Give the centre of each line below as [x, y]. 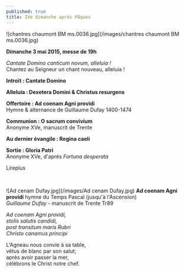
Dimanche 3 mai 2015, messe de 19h [52, 51]
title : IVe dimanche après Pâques [49, 17]
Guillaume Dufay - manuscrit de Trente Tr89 [60, 203]
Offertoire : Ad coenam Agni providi [51, 103]
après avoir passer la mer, [37, 257]
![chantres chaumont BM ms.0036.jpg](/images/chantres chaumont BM [93, 34]
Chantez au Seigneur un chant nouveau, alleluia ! [65, 69]
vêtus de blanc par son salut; [41, 251]
